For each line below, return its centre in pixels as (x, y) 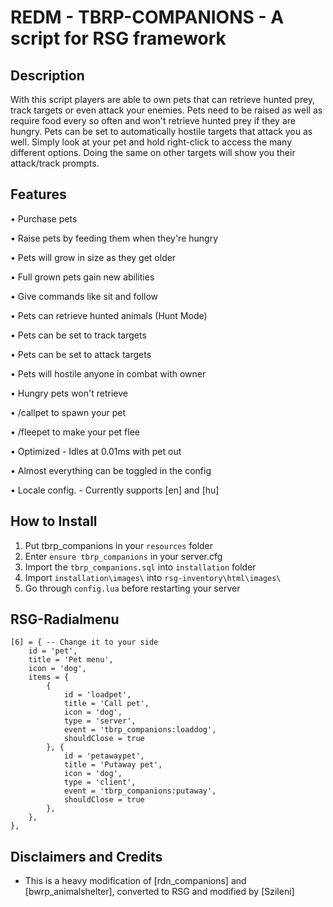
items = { (49, 677)
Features (38, 194)
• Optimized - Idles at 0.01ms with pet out (96, 451)
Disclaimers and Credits (86, 856)
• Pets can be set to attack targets (81, 354)
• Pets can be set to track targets (78, 335)
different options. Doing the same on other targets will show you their (153, 152)
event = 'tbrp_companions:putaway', (140, 791)
